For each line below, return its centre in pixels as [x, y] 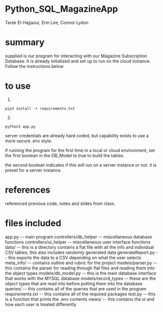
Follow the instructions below [35, 66]
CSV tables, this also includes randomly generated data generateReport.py [80, 252]
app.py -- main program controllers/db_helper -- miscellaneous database [79, 237]
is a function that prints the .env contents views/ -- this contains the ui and [80, 299]
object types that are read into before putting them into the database [74, 283]
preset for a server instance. [34, 170]
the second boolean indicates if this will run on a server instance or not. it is [81, 165]
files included [33, 223]
